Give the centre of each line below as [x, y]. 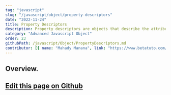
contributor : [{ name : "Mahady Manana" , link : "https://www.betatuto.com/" [87, 48]
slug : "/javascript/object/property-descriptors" [59, 15]
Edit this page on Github [44, 86]
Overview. [22, 69]
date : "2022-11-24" [26, 19]
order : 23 [16, 39]
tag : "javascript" [25, 10]
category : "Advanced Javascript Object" [49, 34]
